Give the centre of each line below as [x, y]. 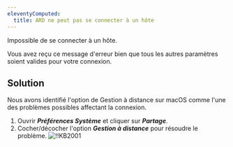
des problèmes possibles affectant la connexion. [77, 107]
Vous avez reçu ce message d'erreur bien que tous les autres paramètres [113, 54]
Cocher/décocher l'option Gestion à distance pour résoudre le [108, 128]
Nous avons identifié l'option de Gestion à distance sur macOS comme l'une [116, 100]
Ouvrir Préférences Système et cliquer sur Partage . [93, 121]
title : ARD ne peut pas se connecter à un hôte [84, 20]
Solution [26, 83]
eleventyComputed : [34, 14]
